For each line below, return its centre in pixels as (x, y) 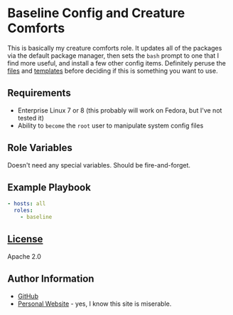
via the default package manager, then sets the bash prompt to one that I (113, 56)
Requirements (39, 93)
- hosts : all (27, 204)
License (25, 239)
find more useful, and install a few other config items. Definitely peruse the (116, 63)
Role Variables (40, 148)
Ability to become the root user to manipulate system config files (110, 125)
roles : (23, 211)
